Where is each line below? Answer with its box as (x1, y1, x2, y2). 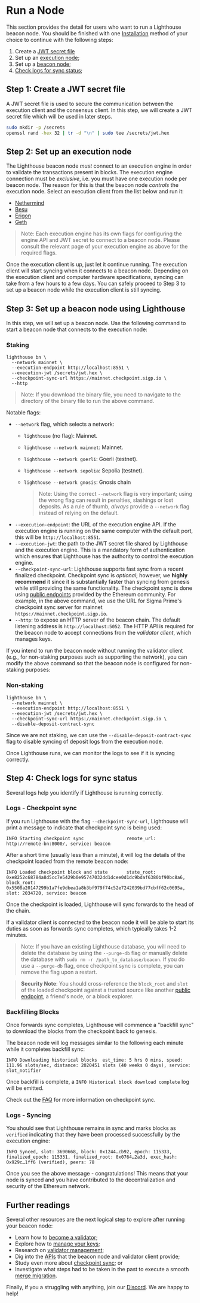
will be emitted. (6, 1084, 44, 1092)
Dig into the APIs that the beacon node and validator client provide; (14, 1253, 180, 1260)
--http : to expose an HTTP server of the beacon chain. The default (14, 616, 180, 623)
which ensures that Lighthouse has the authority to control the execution (14, 553, 194, 560)
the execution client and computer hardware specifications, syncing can (6, 274, 184, 281)
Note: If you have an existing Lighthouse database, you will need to (20, 943, 186, 950)
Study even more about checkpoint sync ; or (14, 1259, 123, 1266)
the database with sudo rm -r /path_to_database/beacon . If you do (20, 956, 185, 963)
